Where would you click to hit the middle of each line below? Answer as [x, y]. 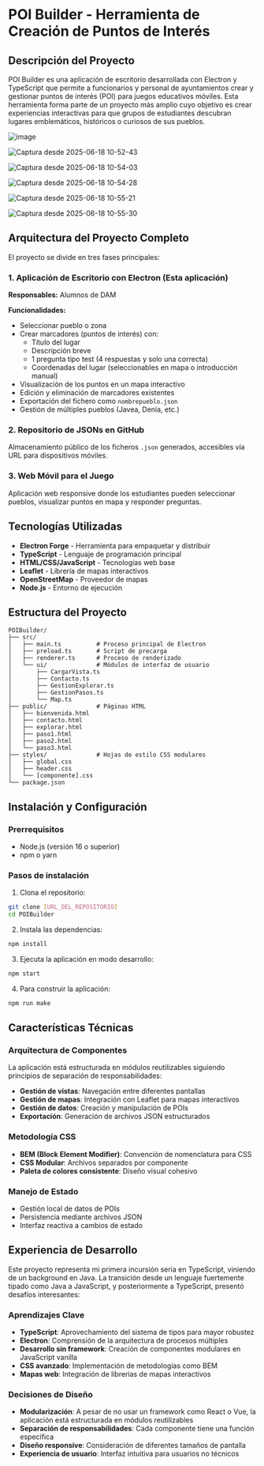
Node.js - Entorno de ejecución [71, 587]
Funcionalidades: [37, 311]
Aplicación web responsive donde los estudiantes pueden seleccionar [122, 493]
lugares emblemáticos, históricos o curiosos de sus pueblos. [106, 121]
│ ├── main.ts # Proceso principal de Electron [107, 644]
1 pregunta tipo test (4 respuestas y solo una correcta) [120, 359]
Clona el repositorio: [52, 893]
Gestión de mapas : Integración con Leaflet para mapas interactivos [129, 1099]
